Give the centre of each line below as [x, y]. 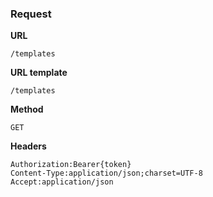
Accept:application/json [62, 182]
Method [27, 109]
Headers [28, 146]
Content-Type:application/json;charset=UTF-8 [106, 173]
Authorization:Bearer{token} [71, 165]
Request [31, 14]
